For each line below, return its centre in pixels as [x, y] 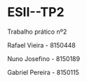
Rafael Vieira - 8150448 [41, 45]
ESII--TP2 [36, 12]
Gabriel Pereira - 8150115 [43, 72]
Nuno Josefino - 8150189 [44, 59]
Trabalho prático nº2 [37, 32]
